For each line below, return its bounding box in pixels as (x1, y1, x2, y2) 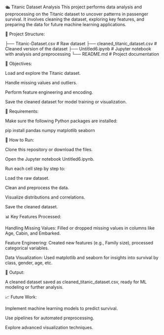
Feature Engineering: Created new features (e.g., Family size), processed (5, 240, 154, 245)
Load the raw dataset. (5, 175, 50, 181)
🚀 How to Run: (5, 137, 34, 143)
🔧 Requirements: (5, 108, 39, 114)
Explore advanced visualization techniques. (5, 325, 94, 330)
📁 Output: (5, 269, 25, 275)
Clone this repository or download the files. (5, 147, 93, 152)
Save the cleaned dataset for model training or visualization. (5, 99, 127, 104)
